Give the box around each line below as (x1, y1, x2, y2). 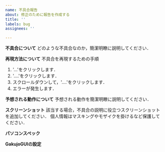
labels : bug (5, 21, 30, 27)
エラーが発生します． (12, 85, 57, 91)
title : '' (5, 17, 26, 22)
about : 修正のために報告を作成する (5, 12, 70, 17)
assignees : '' (5, 26, 35, 31)
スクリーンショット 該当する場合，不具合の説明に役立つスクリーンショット (5, 107, 160, 113)
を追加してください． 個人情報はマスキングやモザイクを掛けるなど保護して (5, 113, 160, 119)
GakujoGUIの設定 (5, 141, 42, 147)
